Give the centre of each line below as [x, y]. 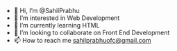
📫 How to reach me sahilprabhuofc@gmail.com [82, 40]
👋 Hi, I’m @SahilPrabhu [47, 11]
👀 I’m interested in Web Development [67, 18]
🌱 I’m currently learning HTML [57, 25]
